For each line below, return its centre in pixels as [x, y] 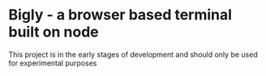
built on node [54, 32]
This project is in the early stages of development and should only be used [133, 54]
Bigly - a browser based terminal [120, 15]
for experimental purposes [53, 63]
